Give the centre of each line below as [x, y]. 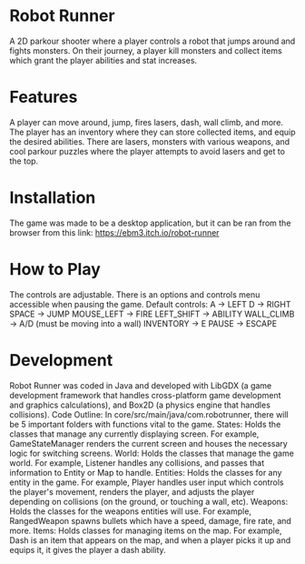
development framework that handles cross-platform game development [145, 395]
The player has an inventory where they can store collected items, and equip [152, 132]
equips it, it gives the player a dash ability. [88, 549]
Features [44, 97]
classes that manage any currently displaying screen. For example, [134, 434]
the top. [24, 161]
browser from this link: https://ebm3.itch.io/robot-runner [114, 232]
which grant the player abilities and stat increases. [103, 60]
